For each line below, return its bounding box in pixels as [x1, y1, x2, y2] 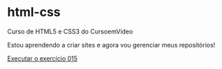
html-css [7, 4, 61, 20]
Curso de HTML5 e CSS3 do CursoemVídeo [7, 27, 133, 36]
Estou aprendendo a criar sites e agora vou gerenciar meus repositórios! [7, 40, 216, 49]
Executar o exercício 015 [7, 54, 78, 63]
